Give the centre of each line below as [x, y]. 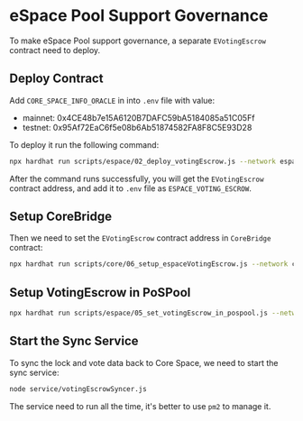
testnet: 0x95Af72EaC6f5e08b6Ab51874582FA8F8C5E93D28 [137, 127]
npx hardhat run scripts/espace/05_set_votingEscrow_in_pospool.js [139, 313]
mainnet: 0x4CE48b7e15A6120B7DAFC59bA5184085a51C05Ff [138, 117]
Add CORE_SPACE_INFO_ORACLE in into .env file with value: [112, 100]
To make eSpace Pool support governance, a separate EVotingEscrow [138, 41]
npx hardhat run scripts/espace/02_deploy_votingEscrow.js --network [143, 161]
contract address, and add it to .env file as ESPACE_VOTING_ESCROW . [131, 188]
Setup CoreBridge [61, 217]
